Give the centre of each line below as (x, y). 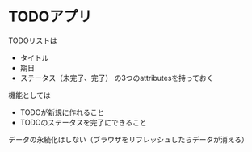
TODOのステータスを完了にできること (83, 122)
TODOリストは (33, 40)
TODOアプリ (50, 17)
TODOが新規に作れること (62, 112)
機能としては (29, 95)
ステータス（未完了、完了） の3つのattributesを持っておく (117, 78)
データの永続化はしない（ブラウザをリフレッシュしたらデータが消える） (128, 139)
